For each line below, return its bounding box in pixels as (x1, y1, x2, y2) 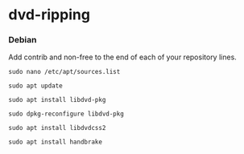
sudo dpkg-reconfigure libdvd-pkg (8, 110, 125, 118)
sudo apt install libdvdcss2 (8, 124, 106, 132)
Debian (8, 34, 37, 46)
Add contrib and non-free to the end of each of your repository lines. (8, 52, 238, 62)
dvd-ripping (8, 6, 91, 24)
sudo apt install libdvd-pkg (8, 96, 106, 104)
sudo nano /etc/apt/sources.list (8, 68, 121, 76)
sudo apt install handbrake (8, 138, 103, 146)
